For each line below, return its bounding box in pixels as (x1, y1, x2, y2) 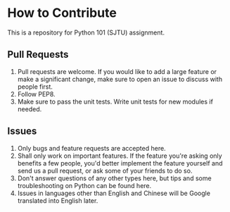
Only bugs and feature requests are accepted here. (17, 144, 167, 152)
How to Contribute (7, 5, 117, 21)
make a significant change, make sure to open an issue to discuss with (17, 75, 223, 83)
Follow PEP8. (17, 89, 56, 98)
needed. (17, 104, 42, 113)
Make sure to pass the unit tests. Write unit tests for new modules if (17, 97, 213, 106)
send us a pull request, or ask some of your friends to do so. (17, 166, 193, 175)
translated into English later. (17, 196, 98, 205)
